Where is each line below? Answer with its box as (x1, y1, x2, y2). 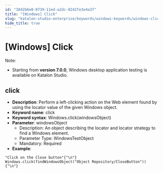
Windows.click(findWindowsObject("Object (5, 159, 90, 164)
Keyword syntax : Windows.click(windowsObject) (12, 115, 112, 121)
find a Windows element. (19, 130, 69, 136)
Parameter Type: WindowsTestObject (19, 136, 94, 141)
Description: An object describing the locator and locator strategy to (19, 125, 156, 131)
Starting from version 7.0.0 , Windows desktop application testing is (12, 67, 147, 73)
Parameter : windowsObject (12, 120, 67, 125)
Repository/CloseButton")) (92, 159, 147, 164)
